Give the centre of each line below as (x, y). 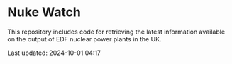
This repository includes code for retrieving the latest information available (116, 32)
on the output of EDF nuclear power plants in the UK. (84, 39)
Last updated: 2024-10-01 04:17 (54, 53)
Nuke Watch (44, 12)
